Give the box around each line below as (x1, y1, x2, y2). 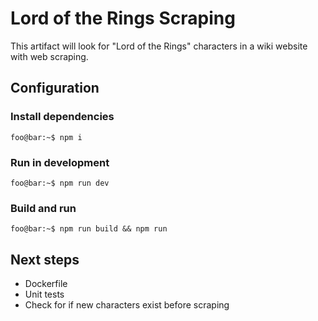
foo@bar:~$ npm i (10, 132, 83, 142)
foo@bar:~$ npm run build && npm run (10, 224, 168, 234)
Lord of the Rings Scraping (10, 7, 236, 30)
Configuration (10, 80, 100, 97)
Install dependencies (10, 110, 115, 124)
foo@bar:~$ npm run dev (10, 178, 110, 188)
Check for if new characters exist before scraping (24, 299, 230, 311)
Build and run (10, 201, 77, 215)
